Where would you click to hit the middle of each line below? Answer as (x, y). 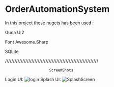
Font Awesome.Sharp (27, 42)
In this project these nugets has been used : (50, 23)
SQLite (12, 51)
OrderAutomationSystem (57, 9)
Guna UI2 (15, 32)
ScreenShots (61, 70)
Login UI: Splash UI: (33, 79)
